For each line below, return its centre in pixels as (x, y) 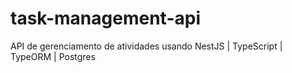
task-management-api (105, 18)
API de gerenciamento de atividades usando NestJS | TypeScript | (146, 46)
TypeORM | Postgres (53, 56)
